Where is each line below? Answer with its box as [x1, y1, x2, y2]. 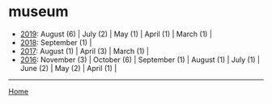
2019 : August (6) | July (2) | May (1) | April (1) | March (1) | [19, 29, 213, 39]
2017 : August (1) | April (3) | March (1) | [19, 46, 150, 56]
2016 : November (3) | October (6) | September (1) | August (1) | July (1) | [19, 55, 261, 64]
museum [8, 2, 69, 21]
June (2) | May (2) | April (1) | [19, 63, 117, 73]
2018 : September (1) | [19, 37, 92, 47]
